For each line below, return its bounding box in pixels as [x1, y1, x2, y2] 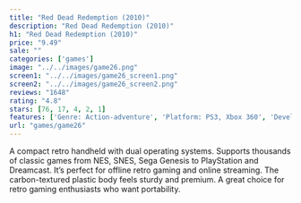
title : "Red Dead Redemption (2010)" [9, 13, 150, 22]
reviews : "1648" [9, 88, 70, 97]
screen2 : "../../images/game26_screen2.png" [9, 80, 178, 89]
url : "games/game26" [9, 122, 87, 131]
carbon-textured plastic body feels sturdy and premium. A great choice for [9, 174, 285, 184]
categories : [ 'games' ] [9, 55, 94, 63]
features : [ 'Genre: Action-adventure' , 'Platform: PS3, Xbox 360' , [9, 113, 267, 122]
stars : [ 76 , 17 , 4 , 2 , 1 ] [9, 105, 107, 114]
